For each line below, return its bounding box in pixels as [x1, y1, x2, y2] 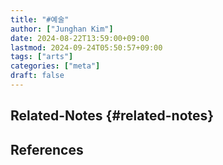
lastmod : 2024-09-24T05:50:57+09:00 [10, 42, 163, 53]
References [10, 141, 84, 158]
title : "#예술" [10, 14, 70, 25]
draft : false [10, 71, 65, 81]
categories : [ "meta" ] [10, 61, 101, 71]
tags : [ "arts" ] [10, 52, 74, 62]
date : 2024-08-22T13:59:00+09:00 [10, 33, 150, 43]
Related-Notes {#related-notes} [10, 107, 215, 125]
